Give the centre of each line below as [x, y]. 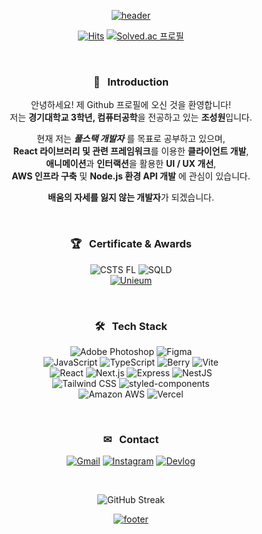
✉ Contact [131, 439]
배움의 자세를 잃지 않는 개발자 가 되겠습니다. [131, 197]
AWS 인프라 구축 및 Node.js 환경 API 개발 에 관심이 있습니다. [131, 176]
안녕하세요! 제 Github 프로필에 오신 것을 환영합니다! [131, 105]
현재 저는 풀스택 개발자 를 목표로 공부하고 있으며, [131, 139]
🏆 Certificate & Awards [131, 244]
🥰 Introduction [131, 82]
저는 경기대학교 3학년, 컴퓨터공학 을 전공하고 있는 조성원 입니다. [131, 117]
